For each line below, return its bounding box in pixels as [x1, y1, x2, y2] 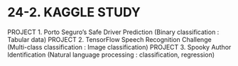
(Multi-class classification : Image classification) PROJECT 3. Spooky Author [7, 43, 232, 51]
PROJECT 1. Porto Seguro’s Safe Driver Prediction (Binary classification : [7, 28, 220, 36]
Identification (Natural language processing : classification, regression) [7, 50, 215, 59]
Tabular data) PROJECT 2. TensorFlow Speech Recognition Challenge [7, 35, 212, 43]
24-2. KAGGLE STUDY [7, 4, 141, 21]
